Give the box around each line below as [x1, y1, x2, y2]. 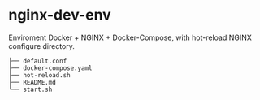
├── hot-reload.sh [8, 71, 71, 79]
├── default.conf [8, 57, 67, 65]
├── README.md [8, 78, 57, 86]
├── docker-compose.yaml [8, 63, 93, 72]
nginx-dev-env [8, 6, 111, 24]
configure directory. [8, 41, 76, 50]
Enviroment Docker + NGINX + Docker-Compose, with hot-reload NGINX [8, 33, 252, 42]
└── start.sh [8, 85, 53, 93]
